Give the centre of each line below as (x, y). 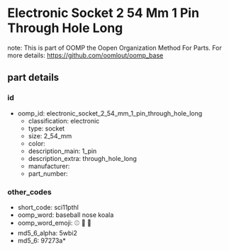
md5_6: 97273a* (41, 240)
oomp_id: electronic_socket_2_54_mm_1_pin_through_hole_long (110, 113)
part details (33, 78)
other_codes (29, 191)
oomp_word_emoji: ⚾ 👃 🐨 (55, 223)
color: (37, 143)
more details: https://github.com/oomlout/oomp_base (85, 55)
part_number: (48, 173)
